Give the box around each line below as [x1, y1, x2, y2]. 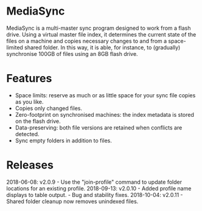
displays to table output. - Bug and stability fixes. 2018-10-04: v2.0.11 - [6, 191, 184, 198]
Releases [6, 158, 54, 172]
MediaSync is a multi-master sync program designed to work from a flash [6, 24, 191, 32]
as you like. [15, 98, 44, 105]
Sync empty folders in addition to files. [15, 137, 113, 144]
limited [6, 44, 23, 51]
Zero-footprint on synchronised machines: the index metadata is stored [15, 111, 195, 118]
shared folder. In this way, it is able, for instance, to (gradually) [24, 44, 181, 51]
